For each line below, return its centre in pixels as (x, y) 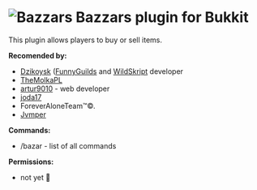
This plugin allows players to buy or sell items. (85, 40)
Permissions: (31, 162)
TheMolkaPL (41, 80)
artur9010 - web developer (65, 89)
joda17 (31, 97)
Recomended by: (38, 55)
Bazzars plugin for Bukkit (162, 17)
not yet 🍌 (35, 177)
